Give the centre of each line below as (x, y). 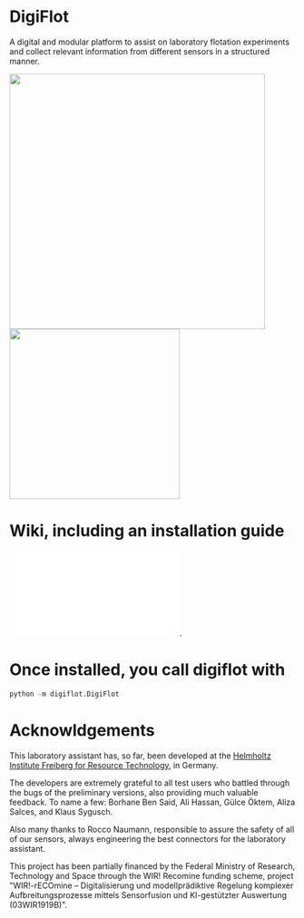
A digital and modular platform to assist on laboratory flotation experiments (150, 42)
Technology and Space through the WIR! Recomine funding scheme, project (152, 875)
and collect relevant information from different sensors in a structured (140, 51)
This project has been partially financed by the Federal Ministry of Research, (152, 866)
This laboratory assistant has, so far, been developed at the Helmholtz (141, 756)
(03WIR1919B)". (39, 904)
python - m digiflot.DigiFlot (64, 694)
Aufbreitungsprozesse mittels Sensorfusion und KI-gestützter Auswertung (148, 894)
